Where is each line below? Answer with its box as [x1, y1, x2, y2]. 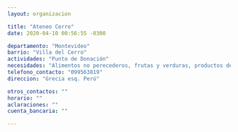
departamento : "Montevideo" [7, 42, 91, 49]
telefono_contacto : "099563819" [7, 68, 103, 76]
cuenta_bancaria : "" [7, 107, 69, 115]
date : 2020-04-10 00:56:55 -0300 [7, 30, 106, 37]
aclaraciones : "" [7, 101, 59, 108]
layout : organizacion [7, 10, 72, 18]
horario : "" [7, 95, 42, 102]
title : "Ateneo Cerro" [7, 23, 74, 30]
